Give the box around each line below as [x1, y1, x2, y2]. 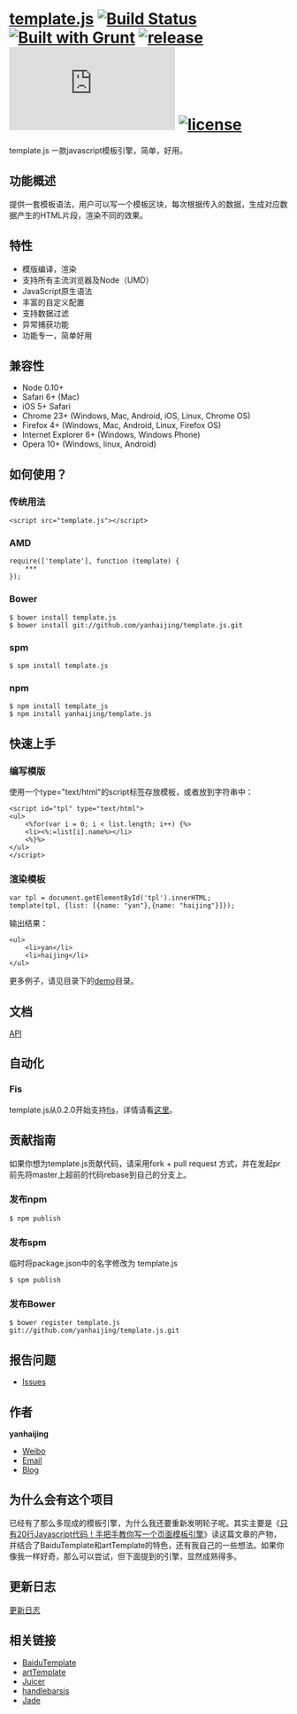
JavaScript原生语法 [21, 285, 93, 296]
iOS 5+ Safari [21, 401, 71, 412]
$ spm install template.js [9, 661, 109, 670]
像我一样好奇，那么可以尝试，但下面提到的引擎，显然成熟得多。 [9, 1551, 241, 1562]
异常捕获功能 [21, 319, 69, 330]
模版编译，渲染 [21, 263, 77, 274]
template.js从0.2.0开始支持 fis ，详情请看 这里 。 [9, 1104, 178, 1115]
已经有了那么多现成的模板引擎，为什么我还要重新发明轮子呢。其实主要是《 [9, 1517, 280, 1528]
